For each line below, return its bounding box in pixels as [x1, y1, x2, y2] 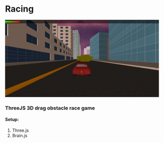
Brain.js [12, 133, 28, 139]
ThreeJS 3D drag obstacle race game [5, 105, 95, 111]
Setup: [5, 117, 19, 123]
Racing [5, 3, 34, 15]
